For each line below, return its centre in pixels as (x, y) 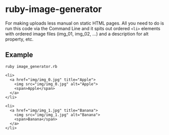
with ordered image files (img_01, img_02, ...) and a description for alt (77, 34)
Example (19, 55)
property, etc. (19, 39)
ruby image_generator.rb (31, 66)
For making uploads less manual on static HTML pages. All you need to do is (85, 23)
